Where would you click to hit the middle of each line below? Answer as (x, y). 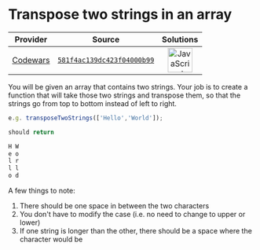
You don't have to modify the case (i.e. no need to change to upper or (132, 215)
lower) (30, 222)
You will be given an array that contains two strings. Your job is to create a (128, 86)
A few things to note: (42, 191)
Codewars (31, 60)
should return (31, 132)
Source (106, 39)
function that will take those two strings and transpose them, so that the (125, 95)
